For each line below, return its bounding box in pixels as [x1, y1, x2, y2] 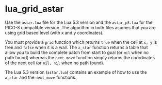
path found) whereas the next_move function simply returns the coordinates [5, 54, 155, 60]
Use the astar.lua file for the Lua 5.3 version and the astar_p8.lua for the [5, 19, 153, 25]
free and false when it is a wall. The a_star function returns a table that [5, 44, 148, 50]
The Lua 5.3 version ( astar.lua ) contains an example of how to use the [5, 69, 147, 75]
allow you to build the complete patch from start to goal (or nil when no [5, 50, 149, 55]
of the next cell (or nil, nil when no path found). [5, 60, 105, 66]
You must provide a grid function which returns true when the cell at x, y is [5, 39, 157, 45]
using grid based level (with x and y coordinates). [5, 30, 104, 35]
